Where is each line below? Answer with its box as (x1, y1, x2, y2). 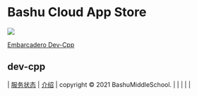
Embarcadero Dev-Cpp (7, 40, 75, 49)
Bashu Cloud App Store (7, 4, 147, 20)
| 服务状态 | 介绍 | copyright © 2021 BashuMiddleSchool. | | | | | (7, 80, 191, 88)
